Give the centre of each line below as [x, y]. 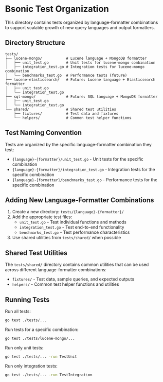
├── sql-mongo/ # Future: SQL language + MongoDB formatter [81, 96]
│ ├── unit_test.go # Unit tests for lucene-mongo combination [80, 62]
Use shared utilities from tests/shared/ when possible [66, 238]
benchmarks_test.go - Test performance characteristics [74, 232]
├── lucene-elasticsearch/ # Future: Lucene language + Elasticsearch [80, 79]
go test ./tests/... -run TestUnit [41, 356]
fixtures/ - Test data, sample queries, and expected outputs [73, 279]
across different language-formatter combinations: [56, 270]
